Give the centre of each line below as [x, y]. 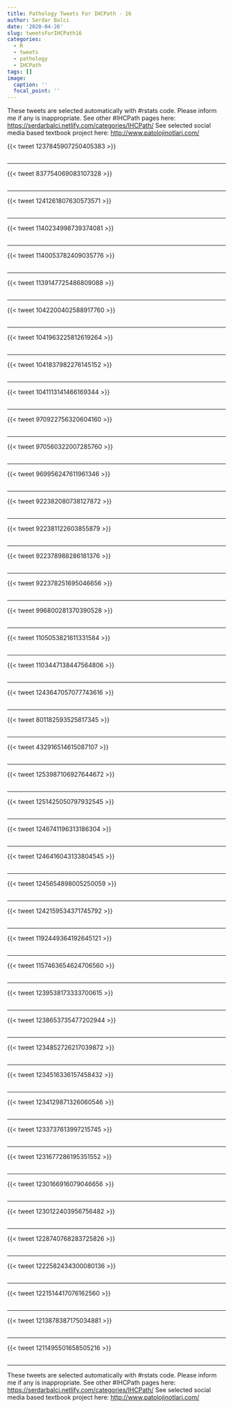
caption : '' [31, 85]
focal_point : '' [37, 91]
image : [17, 78]
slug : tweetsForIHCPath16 [44, 33]
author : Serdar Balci [38, 20]
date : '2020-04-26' [35, 26]
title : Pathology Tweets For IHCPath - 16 [69, 14]
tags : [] [20, 71]
